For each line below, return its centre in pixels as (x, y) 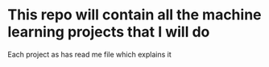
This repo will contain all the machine (134, 15)
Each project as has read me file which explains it (89, 54)
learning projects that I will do (109, 32)
